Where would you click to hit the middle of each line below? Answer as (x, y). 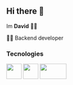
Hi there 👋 (25, 11)
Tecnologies (25, 54)
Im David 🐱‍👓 (22, 26)
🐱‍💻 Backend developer (35, 38)
